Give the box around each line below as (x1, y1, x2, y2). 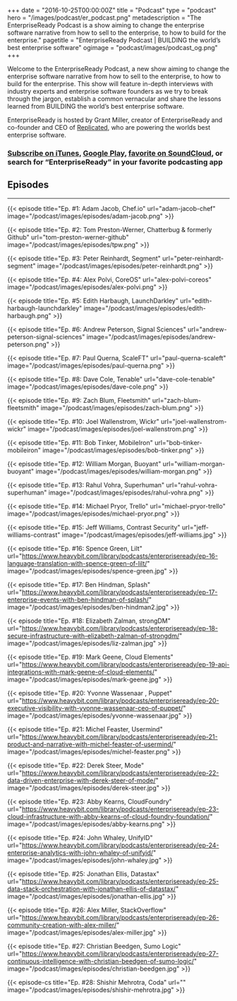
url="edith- (179, 296, 212, 305)
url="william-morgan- (162, 459, 226, 468)
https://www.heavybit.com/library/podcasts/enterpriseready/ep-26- (21, 913, 219, 921)
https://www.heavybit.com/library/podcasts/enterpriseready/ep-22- (21, 768, 219, 777)
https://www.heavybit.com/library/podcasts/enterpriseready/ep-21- (21, 732, 218, 741)
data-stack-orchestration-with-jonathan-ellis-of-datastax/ (7, 885, 176, 893)
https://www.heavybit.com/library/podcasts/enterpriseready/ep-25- (21, 877, 219, 885)
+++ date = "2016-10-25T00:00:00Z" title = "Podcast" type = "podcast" (7, 6, 217, 14)
